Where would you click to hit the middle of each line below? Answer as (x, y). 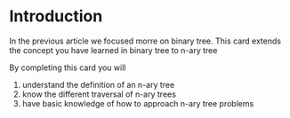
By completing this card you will (68, 67)
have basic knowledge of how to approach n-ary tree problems (138, 103)
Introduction (56, 16)
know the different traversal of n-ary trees (99, 94)
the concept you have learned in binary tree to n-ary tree (113, 50)
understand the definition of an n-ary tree (98, 84)
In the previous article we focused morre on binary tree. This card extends (145, 41)
